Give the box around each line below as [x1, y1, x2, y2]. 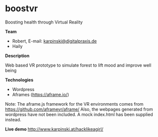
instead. [5, 116, 22, 122]
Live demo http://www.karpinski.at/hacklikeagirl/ [5, 126, 104, 132]
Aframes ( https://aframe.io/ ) [12, 91, 69, 97]
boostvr [5, 3, 38, 14]
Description [5, 52, 30, 59]
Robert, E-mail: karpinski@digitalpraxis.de [12, 38, 97, 44]
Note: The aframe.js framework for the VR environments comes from [5, 101, 144, 107]
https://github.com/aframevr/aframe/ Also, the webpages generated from [5, 106, 153, 112]
